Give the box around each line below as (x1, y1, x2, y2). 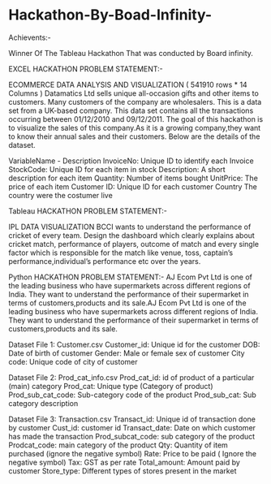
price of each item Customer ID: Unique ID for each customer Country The (8, 181, 257, 192)
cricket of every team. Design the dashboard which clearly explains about (8, 230, 256, 240)
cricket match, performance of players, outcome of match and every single (8, 239, 260, 248)
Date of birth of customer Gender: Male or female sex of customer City (8, 348, 245, 358)
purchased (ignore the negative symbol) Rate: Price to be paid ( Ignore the (8, 448, 257, 458)
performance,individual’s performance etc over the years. (8, 256, 201, 266)
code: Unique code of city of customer (8, 357, 138, 366)
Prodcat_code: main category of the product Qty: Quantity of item (8, 440, 229, 450)
